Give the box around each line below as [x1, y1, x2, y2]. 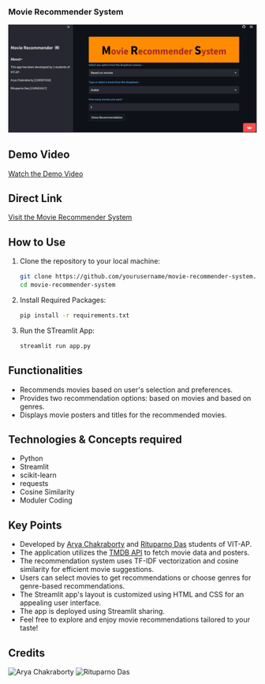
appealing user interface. [19, 598, 102, 607]
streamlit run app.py [19, 342, 91, 349]
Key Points [8, 518, 62, 532]
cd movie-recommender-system [19, 281, 116, 290]
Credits [8, 646, 46, 660]
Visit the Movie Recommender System [8, 212, 132, 222]
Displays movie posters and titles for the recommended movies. [19, 409, 227, 420]
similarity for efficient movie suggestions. [19, 565, 155, 574]
